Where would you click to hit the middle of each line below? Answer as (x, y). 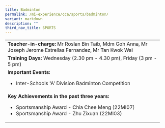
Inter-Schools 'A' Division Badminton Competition (73, 83)
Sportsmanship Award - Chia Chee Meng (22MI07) (75, 107)
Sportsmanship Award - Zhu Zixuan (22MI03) (69, 114)
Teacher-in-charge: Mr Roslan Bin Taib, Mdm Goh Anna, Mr (78, 44)
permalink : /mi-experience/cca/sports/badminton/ (57, 14)
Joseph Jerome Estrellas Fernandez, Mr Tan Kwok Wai (70, 50)
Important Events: (29, 72)
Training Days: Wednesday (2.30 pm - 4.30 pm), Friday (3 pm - (82, 58)
